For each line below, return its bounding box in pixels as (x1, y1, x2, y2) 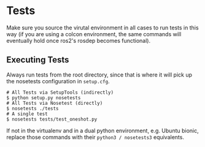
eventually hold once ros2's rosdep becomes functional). (6, 37, 151, 44)
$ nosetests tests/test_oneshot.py (6, 116, 98, 123)
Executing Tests (6, 55, 69, 65)
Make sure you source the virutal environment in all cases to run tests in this (6, 24, 199, 31)
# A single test (6, 111, 48, 117)
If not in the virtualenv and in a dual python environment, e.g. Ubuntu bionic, (6, 127, 199, 134)
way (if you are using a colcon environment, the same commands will (6, 30, 182, 37)
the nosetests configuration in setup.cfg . (6, 77, 110, 85)
